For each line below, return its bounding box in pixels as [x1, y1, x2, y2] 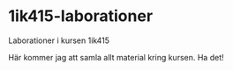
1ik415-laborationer [8, 6, 154, 26]
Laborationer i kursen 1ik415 [8, 35, 110, 46]
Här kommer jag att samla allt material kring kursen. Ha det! [8, 52, 224, 62]
